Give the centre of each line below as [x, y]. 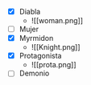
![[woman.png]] [57, 21]
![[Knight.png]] [56, 47]
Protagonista [40, 56]
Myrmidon [36, 38]
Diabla [30, 12]
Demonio [34, 73]
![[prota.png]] [54, 65]
